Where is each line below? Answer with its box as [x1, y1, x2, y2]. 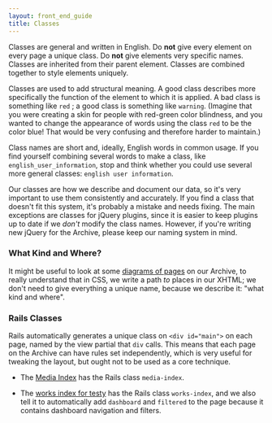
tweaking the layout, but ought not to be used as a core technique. [8, 357, 231, 367]
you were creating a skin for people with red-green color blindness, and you [8, 109, 263, 119]
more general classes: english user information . [8, 168, 174, 178]
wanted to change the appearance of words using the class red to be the [8, 118, 252, 128]
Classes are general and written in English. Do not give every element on [8, 41, 253, 51]
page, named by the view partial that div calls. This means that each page [8, 339, 256, 350]
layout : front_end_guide [8, 11, 93, 20]
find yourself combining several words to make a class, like [8, 151, 206, 161]
